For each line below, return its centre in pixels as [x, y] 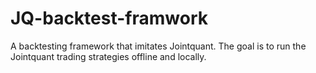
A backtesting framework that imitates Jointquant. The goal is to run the [158, 46]
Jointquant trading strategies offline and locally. [108, 56]
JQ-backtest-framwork [109, 18]
